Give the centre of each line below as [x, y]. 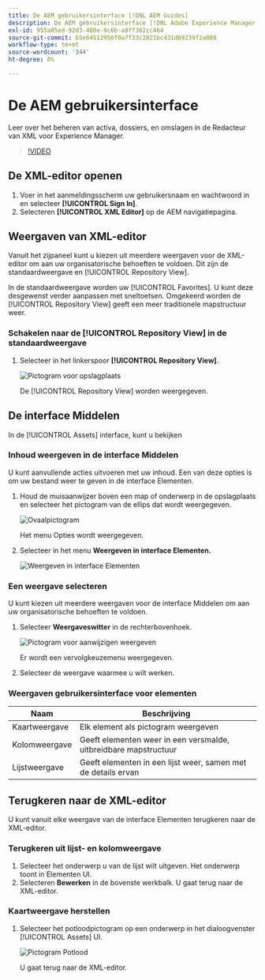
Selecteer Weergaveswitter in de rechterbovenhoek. [106, 627]
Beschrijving [166, 714]
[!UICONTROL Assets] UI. [61, 937]
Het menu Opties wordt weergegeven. [82, 535]
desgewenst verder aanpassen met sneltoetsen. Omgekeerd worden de [125, 296]
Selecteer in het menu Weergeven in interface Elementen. [115, 550]
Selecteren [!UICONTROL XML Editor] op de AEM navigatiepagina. [129, 212]
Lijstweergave [38, 768]
